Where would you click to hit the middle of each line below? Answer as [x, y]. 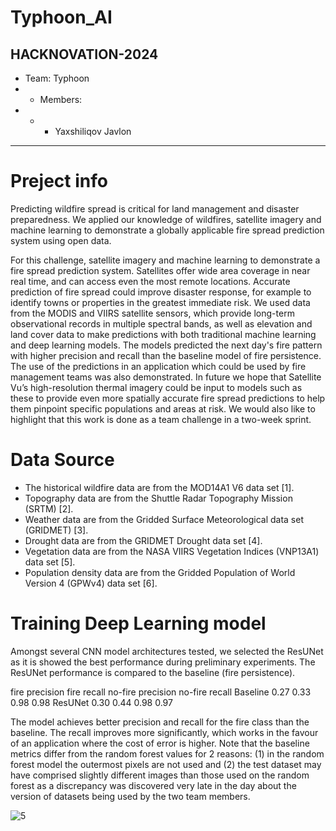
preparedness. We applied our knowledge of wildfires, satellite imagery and [166, 219]
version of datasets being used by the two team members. [130, 796]
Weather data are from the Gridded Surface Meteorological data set [164, 519]
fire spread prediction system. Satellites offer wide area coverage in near [160, 270]
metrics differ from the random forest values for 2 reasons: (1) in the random [167, 753]
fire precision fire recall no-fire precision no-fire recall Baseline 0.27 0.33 [161, 692]
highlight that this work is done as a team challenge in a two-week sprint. [161, 419]
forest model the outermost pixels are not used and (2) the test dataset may [166, 764]
